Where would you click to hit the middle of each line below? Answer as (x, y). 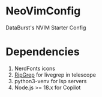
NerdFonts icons (34, 68)
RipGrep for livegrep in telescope (55, 75)
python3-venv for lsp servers (50, 81)
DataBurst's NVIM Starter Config (46, 28)
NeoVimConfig (43, 11)
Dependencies (43, 52)
